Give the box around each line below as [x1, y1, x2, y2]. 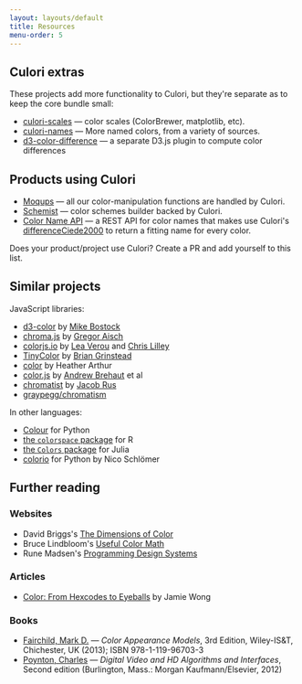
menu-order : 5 [9, 30, 64, 39]
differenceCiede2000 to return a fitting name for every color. [22, 225, 252, 236]
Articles [9, 571, 46, 583]
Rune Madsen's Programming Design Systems [22, 548, 198, 559]
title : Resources [9, 22, 76, 31]
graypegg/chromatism [22, 389, 107, 400]
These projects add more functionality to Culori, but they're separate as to [9, 89, 288, 100]
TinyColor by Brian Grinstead [22, 349, 132, 361]
